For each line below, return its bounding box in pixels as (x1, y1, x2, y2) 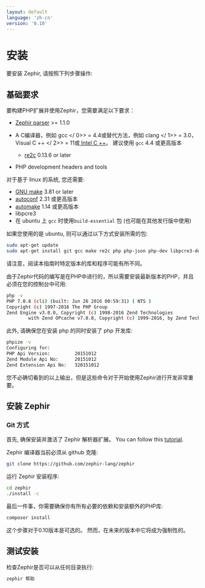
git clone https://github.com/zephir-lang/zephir (6, 461, 135, 467)
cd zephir (6, 485, 32, 492)
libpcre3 (15, 210, 37, 217)
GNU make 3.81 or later (15, 188, 74, 195)
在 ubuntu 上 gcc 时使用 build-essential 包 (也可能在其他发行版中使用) (15, 217, 192, 225)
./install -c (6, 491, 40, 497)
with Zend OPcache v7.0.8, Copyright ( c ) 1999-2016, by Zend (28, 315, 187, 321)
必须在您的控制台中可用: (6, 280, 67, 288)
